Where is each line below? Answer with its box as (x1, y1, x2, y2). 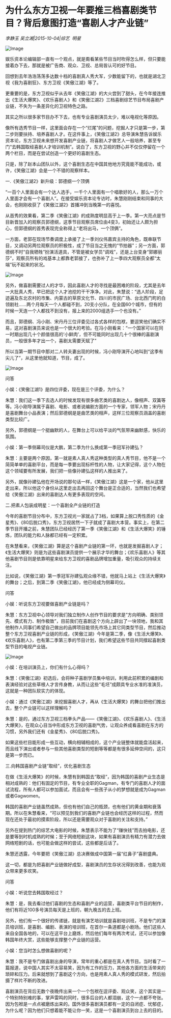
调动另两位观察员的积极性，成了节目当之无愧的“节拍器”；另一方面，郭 (18, 242, 165, 249)
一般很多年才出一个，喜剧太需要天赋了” (14, 337, 97, 344)
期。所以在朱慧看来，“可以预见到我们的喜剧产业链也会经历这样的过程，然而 (5, 810, 164, 816)
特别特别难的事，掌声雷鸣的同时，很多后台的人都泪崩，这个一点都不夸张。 (9, 994, 166, 1001)
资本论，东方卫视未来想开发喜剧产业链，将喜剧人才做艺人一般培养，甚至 (5, 137, 157, 143)
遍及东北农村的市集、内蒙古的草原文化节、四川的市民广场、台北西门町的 (9, 295, 161, 301)
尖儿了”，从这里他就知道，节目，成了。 (5, 354, 88, 361)
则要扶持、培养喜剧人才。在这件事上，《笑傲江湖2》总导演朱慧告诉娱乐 (14, 131, 162, 137)
